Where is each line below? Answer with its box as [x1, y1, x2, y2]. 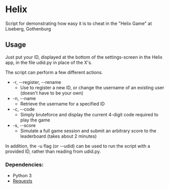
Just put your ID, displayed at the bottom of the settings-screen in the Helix [5, 54, 163, 60]
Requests [12, 178, 32, 184]
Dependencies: [5, 161, 44, 168]
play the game [20, 117, 50, 123]
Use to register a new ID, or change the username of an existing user [20, 84, 164, 90]
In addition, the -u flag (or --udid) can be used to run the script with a [5, 143, 151, 149]
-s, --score [12, 122, 36, 128]
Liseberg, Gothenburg [5, 25, 51, 31]
